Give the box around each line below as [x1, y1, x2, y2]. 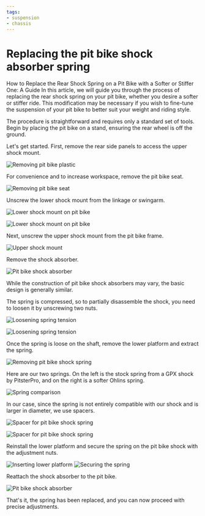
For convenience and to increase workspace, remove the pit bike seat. [6, 173, 184, 181]
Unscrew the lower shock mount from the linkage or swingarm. [6, 196, 165, 204]
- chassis [6, 20, 32, 26]
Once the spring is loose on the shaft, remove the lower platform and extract [6, 340, 199, 348]
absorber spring [6, 59, 91, 73]
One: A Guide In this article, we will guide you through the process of [6, 86, 180, 94]
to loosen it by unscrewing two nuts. [6, 304, 98, 312]
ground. [6, 131, 26, 138]
